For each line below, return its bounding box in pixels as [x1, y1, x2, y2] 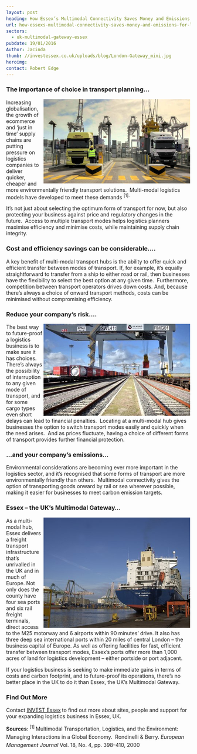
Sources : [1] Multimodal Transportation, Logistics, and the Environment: [6, 724, 179, 732]
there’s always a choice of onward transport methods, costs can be [6, 289, 169, 296]
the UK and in [6, 567, 39, 574]
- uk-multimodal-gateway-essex [11, 34, 88, 41]
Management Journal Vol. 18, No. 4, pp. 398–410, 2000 [6, 742, 140, 749]
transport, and [6, 392, 41, 399]
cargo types [6, 405, 35, 412]
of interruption [6, 373, 41, 381]
